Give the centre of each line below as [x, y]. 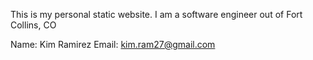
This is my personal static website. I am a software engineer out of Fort [156, 14]
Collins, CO [33, 25]
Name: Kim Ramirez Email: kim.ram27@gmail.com [113, 44]
